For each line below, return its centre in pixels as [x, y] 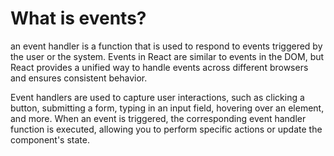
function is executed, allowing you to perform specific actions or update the [166, 129]
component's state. [50, 139]
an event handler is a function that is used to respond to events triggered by [166, 46]
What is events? [78, 18]
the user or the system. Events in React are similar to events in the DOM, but [167, 56]
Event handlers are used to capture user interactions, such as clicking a [157, 97]
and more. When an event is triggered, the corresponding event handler [158, 118]
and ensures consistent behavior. [79, 78]
